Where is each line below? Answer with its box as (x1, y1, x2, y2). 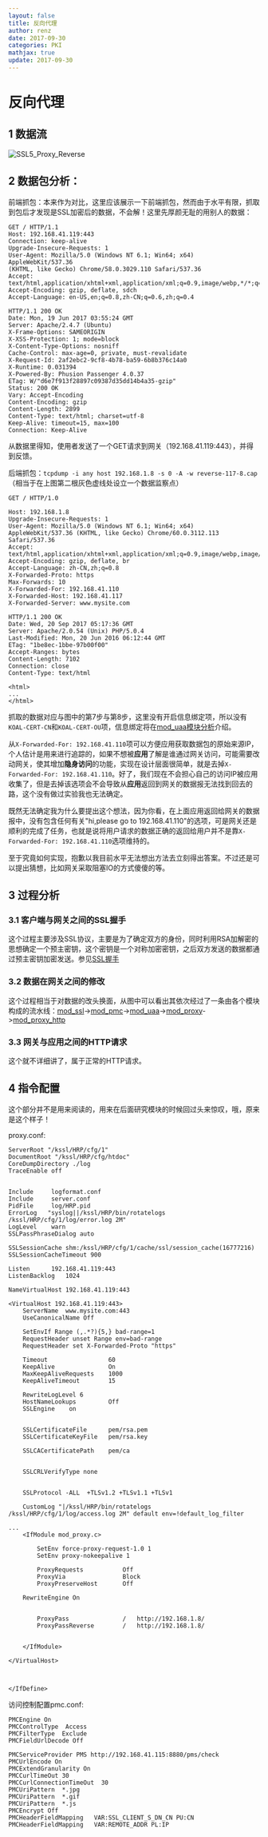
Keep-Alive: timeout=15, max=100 (8, 419, 120, 427)
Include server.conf (8, 1195, 91, 1203)
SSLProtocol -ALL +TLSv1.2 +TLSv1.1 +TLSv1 (22, 1488, 173, 1496)
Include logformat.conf (8, 1188, 102, 1196)
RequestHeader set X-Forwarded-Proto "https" (22, 1341, 177, 1350)
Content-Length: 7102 (8, 655, 81, 663)
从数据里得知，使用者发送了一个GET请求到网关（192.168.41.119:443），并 (8, 441, 247, 450)
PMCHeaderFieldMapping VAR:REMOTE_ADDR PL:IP (8, 1820, 170, 1828)
